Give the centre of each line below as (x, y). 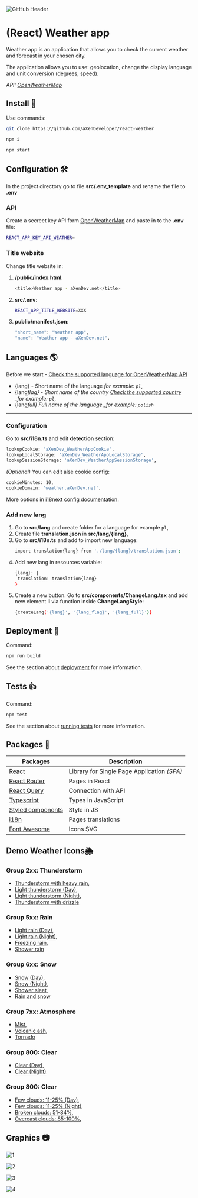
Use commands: (26, 118)
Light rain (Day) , (34, 930)
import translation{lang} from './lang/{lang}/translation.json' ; (98, 551)
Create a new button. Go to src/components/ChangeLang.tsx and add (101, 595)
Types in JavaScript (96, 800)
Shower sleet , (31, 990)
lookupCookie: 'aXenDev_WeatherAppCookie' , (60, 450)
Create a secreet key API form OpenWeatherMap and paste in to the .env (95, 221)
